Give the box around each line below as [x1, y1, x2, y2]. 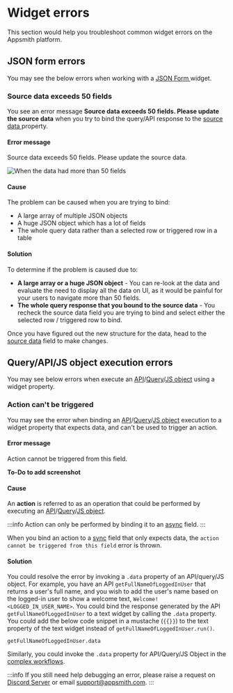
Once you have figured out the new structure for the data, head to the [7, 329, 207, 337]
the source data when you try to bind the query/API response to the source [7, 115, 223, 123]
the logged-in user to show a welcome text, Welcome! [7, 595, 159, 603]
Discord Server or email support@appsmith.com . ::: [7, 678, 154, 687]
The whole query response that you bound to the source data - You [17, 301, 216, 309]
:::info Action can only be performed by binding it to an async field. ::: [7, 520, 206, 529]
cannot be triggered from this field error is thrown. [7, 541, 162, 550]
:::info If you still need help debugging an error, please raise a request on [7, 671, 216, 679]
